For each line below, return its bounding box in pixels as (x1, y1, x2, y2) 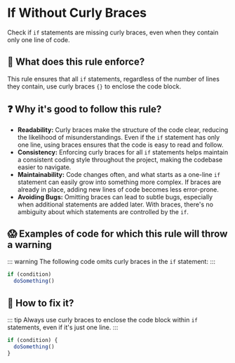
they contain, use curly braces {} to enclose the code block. (7, 82, 182, 91)
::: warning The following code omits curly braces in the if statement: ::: (7, 258, 216, 266)
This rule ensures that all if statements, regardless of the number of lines (7, 74, 220, 83)
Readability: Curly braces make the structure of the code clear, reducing (17, 125, 229, 134)
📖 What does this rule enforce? (7, 56, 145, 68)
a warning (7, 239, 52, 251)
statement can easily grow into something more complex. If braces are (17, 178, 222, 186)
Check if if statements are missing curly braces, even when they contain (7, 28, 219, 37)
